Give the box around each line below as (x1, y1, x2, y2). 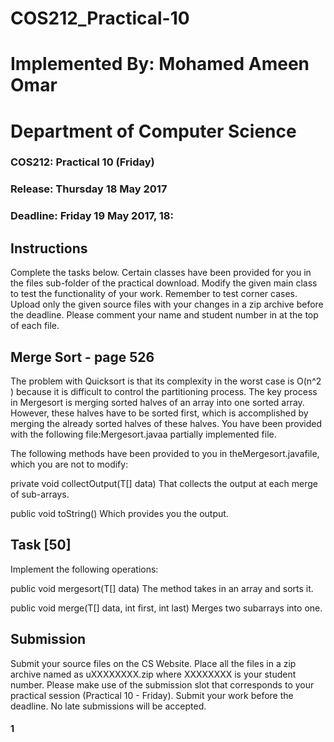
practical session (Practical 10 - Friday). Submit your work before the (10, 689, 294, 701)
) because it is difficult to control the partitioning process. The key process (10, 385, 318, 397)
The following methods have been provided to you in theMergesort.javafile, (10, 447, 320, 459)
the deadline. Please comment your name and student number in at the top (10, 309, 319, 321)
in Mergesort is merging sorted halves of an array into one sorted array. (10, 396, 305, 408)
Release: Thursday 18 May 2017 (10, 182, 168, 196)
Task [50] (10, 537, 72, 554)
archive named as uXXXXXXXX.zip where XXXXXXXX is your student (10, 668, 297, 680)
